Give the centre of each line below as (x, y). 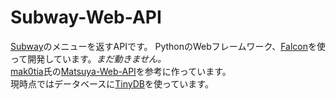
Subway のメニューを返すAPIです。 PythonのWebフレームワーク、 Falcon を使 (168, 46)
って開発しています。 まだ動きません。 (88, 58)
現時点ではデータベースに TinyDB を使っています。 (112, 83)
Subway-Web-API (86, 17)
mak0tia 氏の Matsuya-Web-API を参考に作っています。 (121, 71)
